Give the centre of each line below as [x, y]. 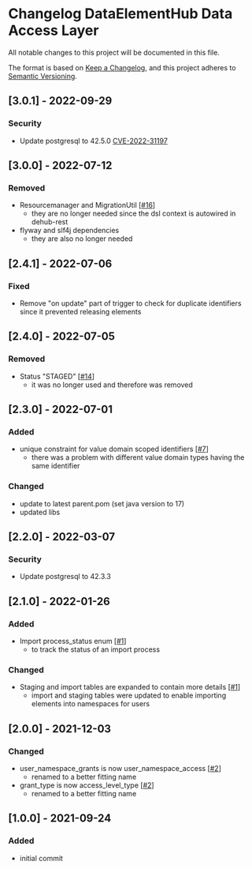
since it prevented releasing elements [80, 312]
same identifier [56, 466]
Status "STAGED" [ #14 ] [57, 376]
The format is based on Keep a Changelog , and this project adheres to [122, 67]
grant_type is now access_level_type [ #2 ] [87, 785]
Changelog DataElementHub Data [120, 14]
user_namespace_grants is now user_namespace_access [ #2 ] [120, 769]
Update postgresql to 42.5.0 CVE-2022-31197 [93, 141]
